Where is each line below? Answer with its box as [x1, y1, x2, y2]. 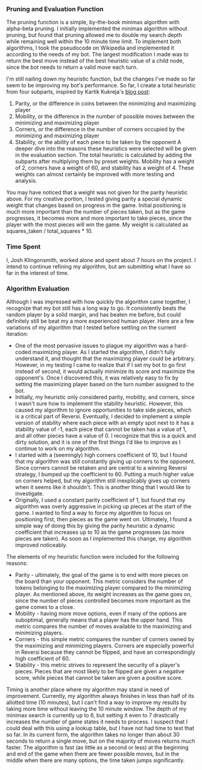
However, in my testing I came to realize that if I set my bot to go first [14, 361, 186, 368]
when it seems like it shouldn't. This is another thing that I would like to [14, 483, 191, 490]
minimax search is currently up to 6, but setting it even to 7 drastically [6, 711, 179, 719]
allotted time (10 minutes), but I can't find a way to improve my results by [6, 699, 187, 706]
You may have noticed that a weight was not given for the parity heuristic [6, 189, 188, 196]
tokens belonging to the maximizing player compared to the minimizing [14, 584, 191, 591]
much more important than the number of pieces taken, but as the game [6, 208, 186, 216]
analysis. [14, 177, 37, 185]
